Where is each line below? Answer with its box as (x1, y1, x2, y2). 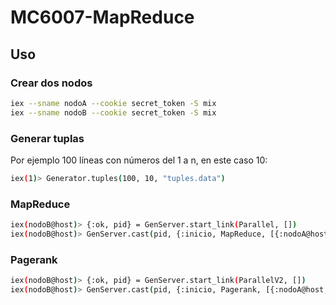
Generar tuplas (10, 131, 85, 145)
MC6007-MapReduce (10, 6, 195, 29)
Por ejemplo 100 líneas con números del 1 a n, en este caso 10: (10, 154, 268, 166)
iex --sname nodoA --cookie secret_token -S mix (10, 98, 217, 108)
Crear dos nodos (10, 76, 93, 90)
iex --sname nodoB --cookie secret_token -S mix (10, 107, 217, 118)
